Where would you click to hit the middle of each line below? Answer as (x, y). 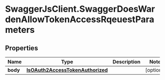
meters (20, 30)
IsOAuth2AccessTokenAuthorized (67, 70)
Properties (22, 48)
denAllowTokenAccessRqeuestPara (80, 19)
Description (127, 62)
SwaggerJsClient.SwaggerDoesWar (80, 9)
